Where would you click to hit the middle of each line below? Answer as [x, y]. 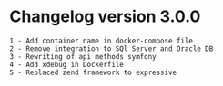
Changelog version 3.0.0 [105, 17]
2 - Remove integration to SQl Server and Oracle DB [111, 48]
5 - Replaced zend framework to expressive [93, 72]
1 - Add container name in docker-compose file [101, 41]
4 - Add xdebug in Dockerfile [67, 64]
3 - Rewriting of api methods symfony [83, 56]
